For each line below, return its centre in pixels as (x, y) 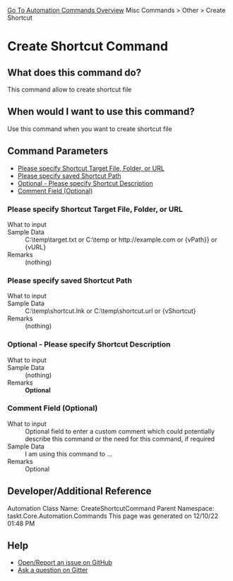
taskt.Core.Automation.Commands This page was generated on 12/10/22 (113, 516)
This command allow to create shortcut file (70, 89)
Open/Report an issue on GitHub (65, 563)
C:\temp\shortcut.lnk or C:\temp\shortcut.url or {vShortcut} (110, 311)
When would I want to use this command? (101, 112)
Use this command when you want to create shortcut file (90, 129)
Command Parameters (58, 151)
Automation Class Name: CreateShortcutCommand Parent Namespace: (111, 508)
